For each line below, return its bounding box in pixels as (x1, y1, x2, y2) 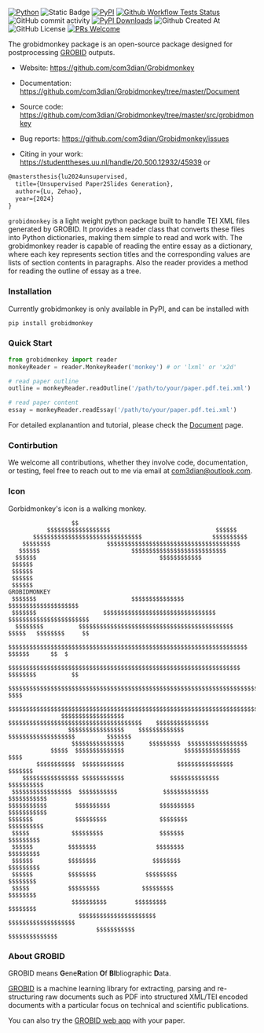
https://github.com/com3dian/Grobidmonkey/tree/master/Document (19, 87, 240, 96)
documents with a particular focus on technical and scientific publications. (8, 1000, 249, 1009)
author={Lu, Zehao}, (15, 187, 82, 195)
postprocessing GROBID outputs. (8, 48, 115, 57)
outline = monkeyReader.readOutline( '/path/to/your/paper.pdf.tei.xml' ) (8, 384, 251, 393)
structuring (8, 992, 45, 1002)
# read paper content (8, 398, 79, 407)
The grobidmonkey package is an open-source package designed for (8, 39, 233, 49)
